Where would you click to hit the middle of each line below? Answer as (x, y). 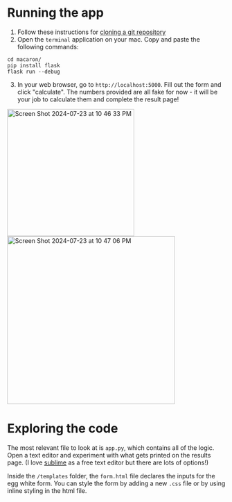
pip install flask (34, 65)
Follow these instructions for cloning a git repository (91, 32)
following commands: (48, 47)
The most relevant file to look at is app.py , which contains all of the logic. (111, 447)
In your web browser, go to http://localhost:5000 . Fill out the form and (119, 84)
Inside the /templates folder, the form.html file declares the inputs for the (111, 476)
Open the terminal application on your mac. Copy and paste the (109, 39)
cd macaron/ (24, 59)
